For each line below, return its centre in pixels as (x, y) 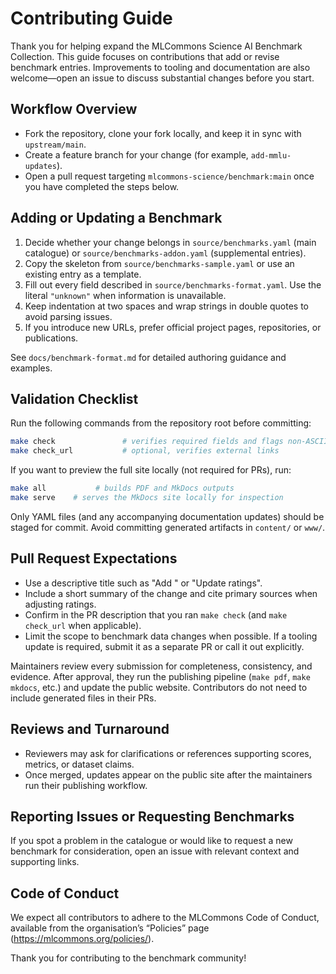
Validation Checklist (74, 398)
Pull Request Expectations (94, 558)
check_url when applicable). (83, 625)
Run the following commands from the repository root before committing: (161, 423)
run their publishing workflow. (86, 785)
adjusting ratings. (60, 604)
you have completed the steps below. (102, 186)
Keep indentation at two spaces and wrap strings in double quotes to (166, 306)
